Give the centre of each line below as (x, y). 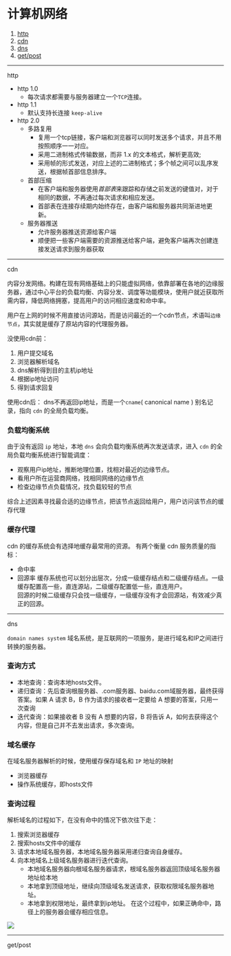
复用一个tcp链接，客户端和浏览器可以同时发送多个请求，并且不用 (130, 137)
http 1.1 (26, 105)
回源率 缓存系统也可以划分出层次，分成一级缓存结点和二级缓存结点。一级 (120, 578)
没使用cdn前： (27, 338)
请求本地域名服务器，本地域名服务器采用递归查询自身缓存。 (101, 852)
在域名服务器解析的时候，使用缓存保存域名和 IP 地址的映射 (90, 761)
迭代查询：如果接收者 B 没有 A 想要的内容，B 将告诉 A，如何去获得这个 (118, 717)
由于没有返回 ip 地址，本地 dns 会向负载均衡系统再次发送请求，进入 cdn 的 (112, 446)
